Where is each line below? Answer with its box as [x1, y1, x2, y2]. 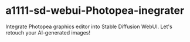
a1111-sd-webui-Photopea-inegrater [5, 4, 185, 17]
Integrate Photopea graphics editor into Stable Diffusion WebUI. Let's [5, 23, 172, 30]
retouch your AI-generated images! [5, 29, 90, 36]
